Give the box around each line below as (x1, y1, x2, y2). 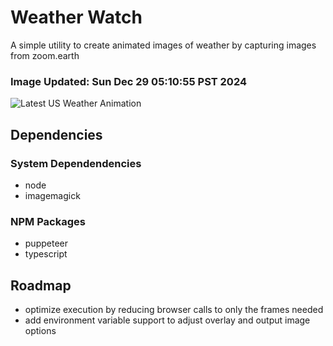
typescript (24, 248, 68, 260)
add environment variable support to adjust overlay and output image (24, 314, 311, 326)
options (24, 325, 57, 337)
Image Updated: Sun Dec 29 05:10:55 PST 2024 (10, 74, 247, 88)
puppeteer (24, 237, 68, 250)
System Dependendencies (10, 156, 142, 170)
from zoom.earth (10, 49, 80, 61)
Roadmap (10, 277, 72, 294)
